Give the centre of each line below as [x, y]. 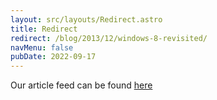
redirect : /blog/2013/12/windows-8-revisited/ [109, 38]
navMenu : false [42, 47]
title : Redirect [44, 29]
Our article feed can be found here [81, 85]
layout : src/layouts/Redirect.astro [86, 19]
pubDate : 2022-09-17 [53, 57]
